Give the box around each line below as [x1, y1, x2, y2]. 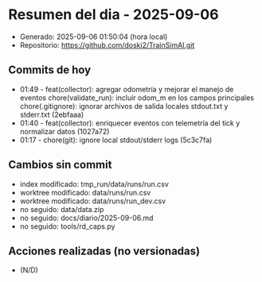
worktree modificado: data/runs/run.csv [19, 187, 151, 197]
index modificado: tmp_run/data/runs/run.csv [19, 179, 170, 188]
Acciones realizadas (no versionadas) [8, 244, 201, 257]
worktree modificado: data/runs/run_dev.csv [19, 196, 166, 206]
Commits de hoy [8, 64, 92, 77]
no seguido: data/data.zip [19, 204, 104, 214]
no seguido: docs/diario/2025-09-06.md [19, 213, 154, 222]
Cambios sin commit [8, 158, 112, 172]
